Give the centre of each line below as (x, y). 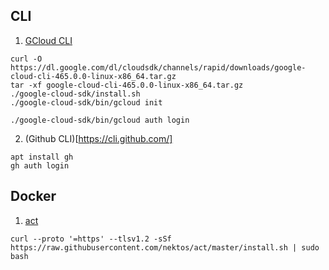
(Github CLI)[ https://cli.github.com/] (98, 138)
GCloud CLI (48, 40)
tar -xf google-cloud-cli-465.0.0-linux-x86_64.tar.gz (127, 85)
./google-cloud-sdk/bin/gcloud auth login (100, 120)
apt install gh (42, 157)
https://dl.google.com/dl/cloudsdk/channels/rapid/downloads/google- (158, 67)
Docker (33, 196)
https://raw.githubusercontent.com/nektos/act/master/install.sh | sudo (165, 247)
